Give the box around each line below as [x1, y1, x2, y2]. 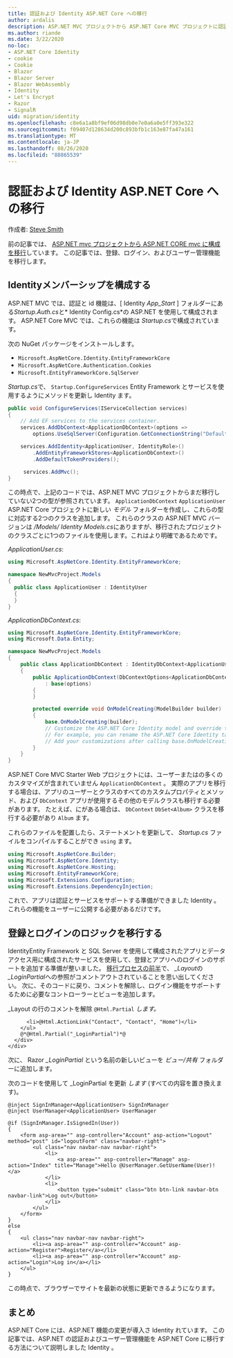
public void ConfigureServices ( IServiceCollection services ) [8, 405, 188, 412]
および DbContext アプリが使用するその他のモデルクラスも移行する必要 [19, 796, 221, 805]
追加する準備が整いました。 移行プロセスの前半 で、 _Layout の [26, 964, 203, 973]
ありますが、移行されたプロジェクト [119, 523, 223, 531]
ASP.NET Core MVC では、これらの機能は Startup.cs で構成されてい [21, 316, 214, 324]
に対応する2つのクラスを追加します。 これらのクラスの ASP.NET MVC [8, 514, 207, 522]
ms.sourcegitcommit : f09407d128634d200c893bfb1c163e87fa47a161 [8, 126, 194, 133]
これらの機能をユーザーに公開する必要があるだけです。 [8, 905, 165, 913]
